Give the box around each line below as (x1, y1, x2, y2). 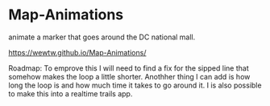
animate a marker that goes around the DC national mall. (8, 32, 196, 42)
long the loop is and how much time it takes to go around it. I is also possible (8, 80, 262, 90)
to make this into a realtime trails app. (8, 88, 133, 98)
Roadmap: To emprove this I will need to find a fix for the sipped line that (8, 63, 249, 73)
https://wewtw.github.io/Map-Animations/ (8, 47, 147, 57)
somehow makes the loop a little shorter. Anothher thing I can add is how (8, 71, 251, 81)
